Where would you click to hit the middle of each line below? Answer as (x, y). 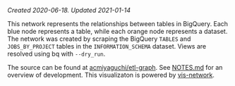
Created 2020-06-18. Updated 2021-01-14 (69, 10)
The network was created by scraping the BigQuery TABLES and (99, 39)
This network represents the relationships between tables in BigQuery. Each (117, 24)
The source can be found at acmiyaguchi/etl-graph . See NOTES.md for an (115, 67)
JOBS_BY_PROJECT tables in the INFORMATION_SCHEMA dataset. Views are (107, 46)
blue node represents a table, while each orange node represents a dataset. (117, 31)
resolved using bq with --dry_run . (56, 54)
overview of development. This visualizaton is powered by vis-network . (111, 75)
